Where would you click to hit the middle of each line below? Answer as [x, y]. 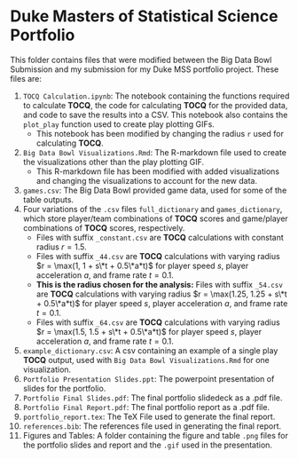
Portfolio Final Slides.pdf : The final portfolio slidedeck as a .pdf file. [153, 398]
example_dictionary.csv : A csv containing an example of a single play [150, 350]
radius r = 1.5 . [61, 247]
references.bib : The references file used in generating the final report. [152, 426]
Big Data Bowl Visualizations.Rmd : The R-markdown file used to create [155, 152]
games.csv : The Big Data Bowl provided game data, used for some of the [155, 190]
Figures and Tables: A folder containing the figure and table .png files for [156, 435]
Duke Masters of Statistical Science [144, 16]
